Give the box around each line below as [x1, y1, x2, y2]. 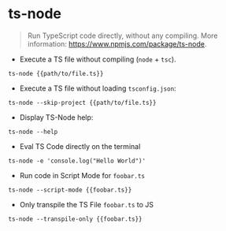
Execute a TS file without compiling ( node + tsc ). [19, 54, 176, 64]
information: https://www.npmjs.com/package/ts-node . [27, 39, 207, 48]
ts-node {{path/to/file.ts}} [8, 69, 104, 77]
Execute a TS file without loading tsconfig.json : [19, 84, 176, 93]
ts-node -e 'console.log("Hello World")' [8, 157, 146, 165]
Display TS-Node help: [19, 112, 94, 122]
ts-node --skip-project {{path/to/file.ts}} [8, 99, 157, 106]
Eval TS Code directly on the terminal [19, 141, 141, 151]
